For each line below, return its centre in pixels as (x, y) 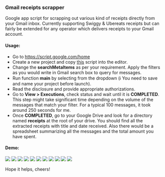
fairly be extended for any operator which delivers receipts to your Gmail (80, 29)
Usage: (13, 45)
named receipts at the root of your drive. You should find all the (78, 120)
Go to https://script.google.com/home (51, 57)
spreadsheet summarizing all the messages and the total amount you (83, 131)
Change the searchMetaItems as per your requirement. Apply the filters (86, 67)
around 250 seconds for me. (41, 110)
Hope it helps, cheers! (28, 169)
